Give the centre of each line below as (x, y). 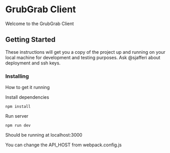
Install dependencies (27, 97)
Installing (17, 76)
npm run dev (18, 126)
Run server (17, 116)
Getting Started (30, 40)
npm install (18, 107)
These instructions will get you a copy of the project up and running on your (85, 52)
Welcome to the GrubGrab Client (40, 24)
